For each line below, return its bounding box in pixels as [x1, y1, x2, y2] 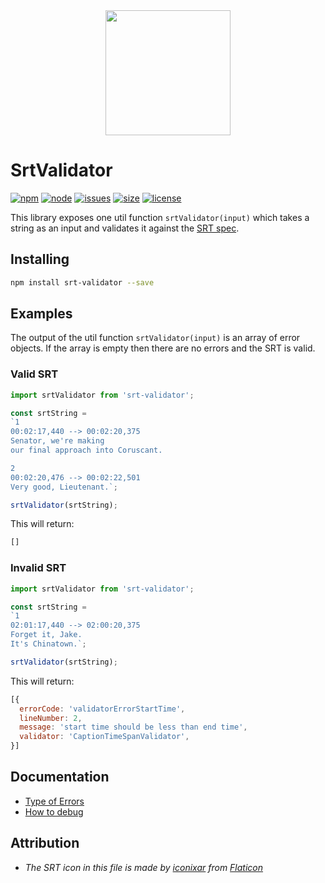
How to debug [24, 805, 84, 818]
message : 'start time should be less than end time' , [19, 722, 248, 733]
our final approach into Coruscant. [10, 445, 163, 456]
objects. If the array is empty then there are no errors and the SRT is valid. [10, 342, 316, 354]
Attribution [10, 835, 80, 852]
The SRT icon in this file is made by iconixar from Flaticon [24, 861, 264, 873]
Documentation [10, 769, 110, 786]
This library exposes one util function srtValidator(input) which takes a [10, 211, 310, 223]
